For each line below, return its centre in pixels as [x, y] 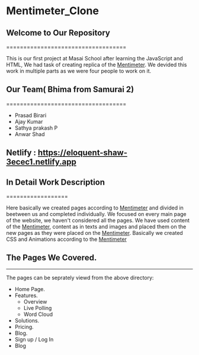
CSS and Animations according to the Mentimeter [67, 239]
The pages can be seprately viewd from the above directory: [80, 277]
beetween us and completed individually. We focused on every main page [96, 214]
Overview [35, 301]
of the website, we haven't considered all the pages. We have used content [98, 221]
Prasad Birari [31, 115]
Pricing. [24, 327]
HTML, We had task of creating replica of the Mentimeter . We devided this [97, 64]
